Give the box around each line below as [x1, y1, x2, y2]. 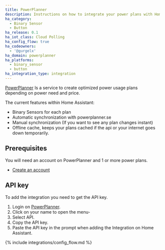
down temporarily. [12, 130, 49, 136]
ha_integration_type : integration [5, 71, 76, 76]
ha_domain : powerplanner [5, 53, 56, 58]
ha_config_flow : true [5, 39, 50, 44]
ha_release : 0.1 [5, 30, 38, 35]
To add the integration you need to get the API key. [5, 194, 108, 200]
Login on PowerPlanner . [12, 204, 61, 210]
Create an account [12, 167, 50, 173]
